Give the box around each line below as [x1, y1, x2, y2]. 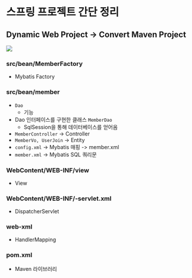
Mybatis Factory [14, 73, 55, 80]
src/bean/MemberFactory [6, 59, 83, 68]
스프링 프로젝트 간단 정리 [6, 5, 119, 19]
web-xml [6, 223, 33, 231]
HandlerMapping [14, 236, 56, 244]
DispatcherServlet [14, 208, 59, 215]
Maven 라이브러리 [14, 265, 58, 272]
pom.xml [6, 251, 33, 259]
